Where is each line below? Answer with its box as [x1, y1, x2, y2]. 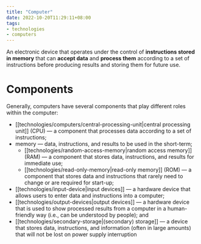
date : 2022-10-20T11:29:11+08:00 [6, 15, 91, 21]
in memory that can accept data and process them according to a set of [6, 55, 190, 62]
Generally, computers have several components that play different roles [6, 103, 186, 110]
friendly [15, 211, 35, 219]
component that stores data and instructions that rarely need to [24, 173, 183, 180]
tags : [6, 20, 20, 26]
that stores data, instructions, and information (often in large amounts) [15, 225, 191, 232]
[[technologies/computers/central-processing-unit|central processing [15, 121, 191, 128]
